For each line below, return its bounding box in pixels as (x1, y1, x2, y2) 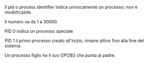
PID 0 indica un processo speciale (4, 28, 73, 34)
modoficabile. (4, 9, 32, 15)
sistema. (4, 43, 21, 48)
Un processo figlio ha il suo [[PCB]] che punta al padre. (4, 52, 116, 58)
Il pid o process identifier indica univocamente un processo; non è (4, 4, 138, 10)
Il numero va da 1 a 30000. (4, 19, 58, 24)
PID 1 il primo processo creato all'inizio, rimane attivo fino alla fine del (4, 38, 145, 43)
